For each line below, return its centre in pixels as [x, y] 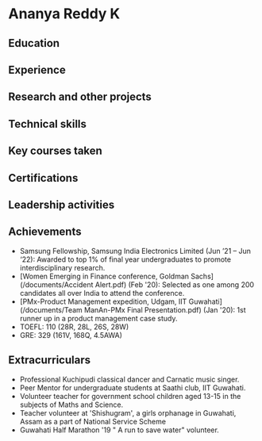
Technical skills [48, 124]
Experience [37, 69]
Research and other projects [80, 97]
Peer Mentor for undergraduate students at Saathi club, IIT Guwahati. [133, 387]
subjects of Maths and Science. [71, 405]
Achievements [45, 232]
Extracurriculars [50, 360]
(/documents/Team [51, 309]
